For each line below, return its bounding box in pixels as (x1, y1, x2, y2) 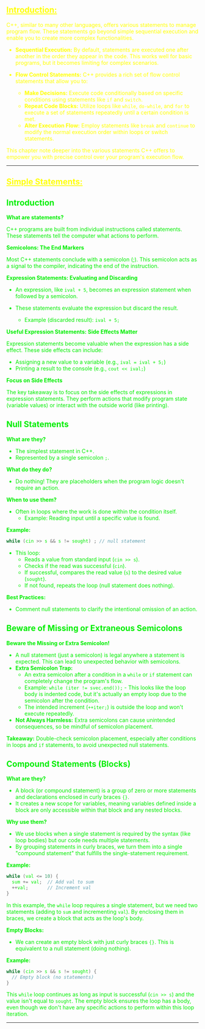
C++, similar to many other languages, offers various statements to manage (6, 21, 196, 28)
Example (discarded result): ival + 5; (24, 316, 120, 324)
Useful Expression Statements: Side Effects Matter (6, 328, 138, 335)
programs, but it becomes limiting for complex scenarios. (15, 59, 159, 66)
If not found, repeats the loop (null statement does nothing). (24, 582, 175, 589)
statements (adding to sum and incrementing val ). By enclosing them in (6, 908, 184, 915)
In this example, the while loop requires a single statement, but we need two (6, 901, 198, 908)
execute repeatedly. (24, 709, 74, 717)
